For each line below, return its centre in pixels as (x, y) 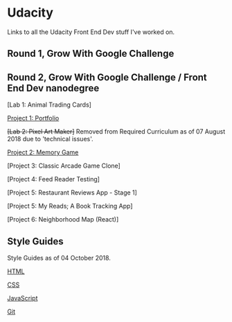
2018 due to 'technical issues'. (50, 139)
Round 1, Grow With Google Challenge (91, 54)
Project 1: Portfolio (33, 118)
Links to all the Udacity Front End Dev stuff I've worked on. (91, 32)
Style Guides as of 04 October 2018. (59, 258)
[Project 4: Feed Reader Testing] (54, 179)
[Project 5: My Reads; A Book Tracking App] (70, 206)
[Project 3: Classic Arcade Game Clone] (64, 166)
